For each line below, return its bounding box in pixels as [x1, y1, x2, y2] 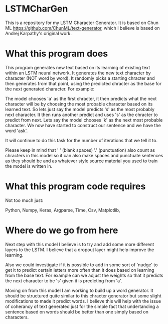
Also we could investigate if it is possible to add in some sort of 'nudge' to [5, 262, 158, 268]
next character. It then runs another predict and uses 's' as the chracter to [5, 112, 158, 118]
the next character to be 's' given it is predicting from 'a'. [5, 277, 122, 284]
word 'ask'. [5, 128, 28, 134]
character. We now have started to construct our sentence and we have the [5, 122, 161, 128]
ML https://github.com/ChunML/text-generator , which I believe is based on [5, 25, 160, 31]
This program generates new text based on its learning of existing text [5, 64, 150, 70]
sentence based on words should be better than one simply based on [5, 308, 149, 314]
